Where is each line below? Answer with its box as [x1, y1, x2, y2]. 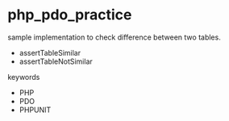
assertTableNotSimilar [19, 56, 94, 66]
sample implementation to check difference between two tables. [7, 32, 221, 42]
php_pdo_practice [7, 6, 132, 24]
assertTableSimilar [19, 48, 81, 57]
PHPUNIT [19, 105, 52, 115]
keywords [7, 72, 40, 81]
